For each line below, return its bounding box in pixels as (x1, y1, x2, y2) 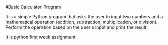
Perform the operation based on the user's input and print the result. (5, 24, 148, 30)
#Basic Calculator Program (5, 4, 62, 10)
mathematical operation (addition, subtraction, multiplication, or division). (5, 19, 158, 25)
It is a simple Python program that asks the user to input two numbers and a (5, 14, 163, 19)
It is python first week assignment (5, 34, 76, 40)
